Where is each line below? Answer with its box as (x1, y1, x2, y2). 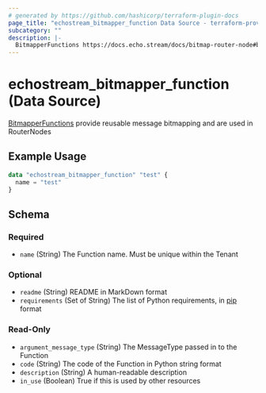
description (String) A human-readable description (19, 367, 188, 377)
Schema (8, 207, 50, 221)
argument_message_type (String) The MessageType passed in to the (19, 342, 237, 352)
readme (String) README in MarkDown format (19, 287, 168, 297)
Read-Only (8, 324, 51, 335)
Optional (8, 269, 42, 280)
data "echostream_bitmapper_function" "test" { (8, 171, 169, 179)
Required (8, 231, 44, 242)
